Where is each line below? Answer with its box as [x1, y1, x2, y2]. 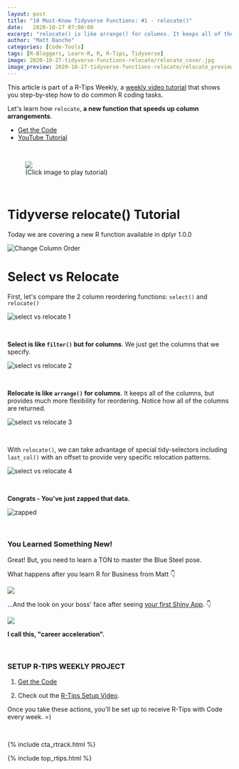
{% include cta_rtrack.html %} [7, 741, 96, 749]
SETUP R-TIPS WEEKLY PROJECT [7, 661, 126, 671]
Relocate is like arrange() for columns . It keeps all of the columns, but [7, 388, 215, 397]
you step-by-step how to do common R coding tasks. [7, 90, 164, 99]
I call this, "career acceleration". [7, 630, 105, 638]
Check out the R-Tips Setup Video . [17, 691, 119, 700]
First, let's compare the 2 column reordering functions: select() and [7, 292, 208, 301]
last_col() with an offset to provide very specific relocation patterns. [7, 452, 211, 461]
